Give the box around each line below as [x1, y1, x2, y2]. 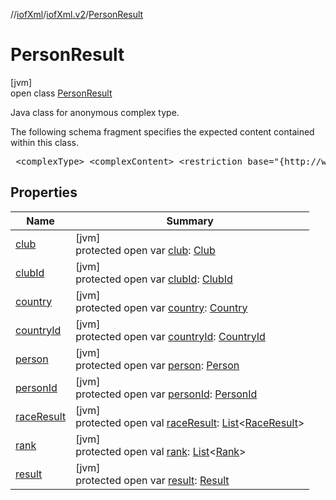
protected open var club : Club [75, 243, 216, 257]
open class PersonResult [10, 87, 113, 99]
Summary [166, 214, 214, 228]
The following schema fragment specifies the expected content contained [10, 125, 315, 138]
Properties [10, 184, 78, 201]
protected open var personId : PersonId [75, 387, 258, 401]
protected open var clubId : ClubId [75, 272, 233, 286]
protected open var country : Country [75, 300, 248, 314]
